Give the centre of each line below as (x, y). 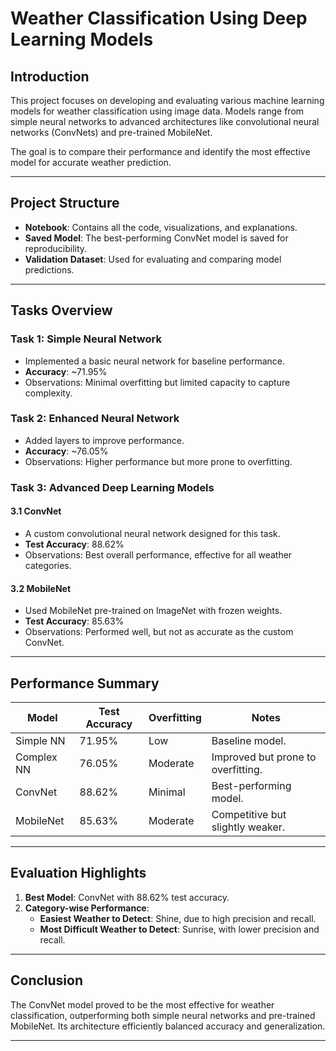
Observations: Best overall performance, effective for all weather (158, 554)
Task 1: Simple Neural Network (86, 339)
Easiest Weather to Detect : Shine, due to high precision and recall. (178, 918)
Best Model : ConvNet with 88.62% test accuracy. (127, 897)
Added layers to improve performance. (104, 440)
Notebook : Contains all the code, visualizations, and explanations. (161, 227)
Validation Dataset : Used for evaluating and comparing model (153, 259)
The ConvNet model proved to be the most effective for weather (142, 1004)
